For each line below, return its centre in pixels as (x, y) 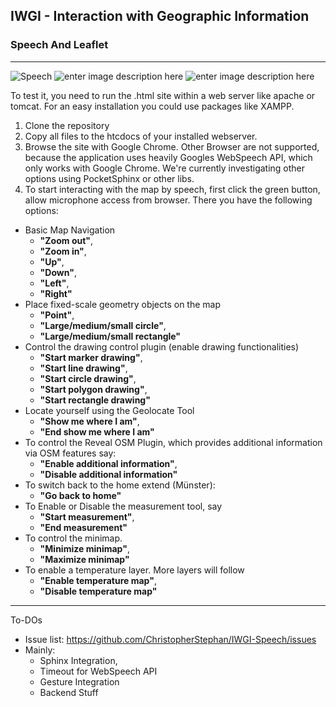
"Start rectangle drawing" (95, 400)
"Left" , (54, 283)
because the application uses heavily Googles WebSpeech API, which (168, 157)
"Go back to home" (80, 495)
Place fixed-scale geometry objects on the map (123, 304)
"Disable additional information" (108, 474)
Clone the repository (67, 125)
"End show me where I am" (97, 431)
